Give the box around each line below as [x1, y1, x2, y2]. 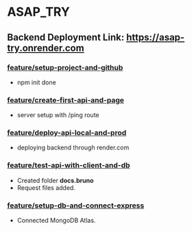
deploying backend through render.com [16, 143, 130, 151]
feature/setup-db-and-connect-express [7, 200, 145, 210]
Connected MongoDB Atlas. [16, 217, 96, 225]
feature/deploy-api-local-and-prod [7, 128, 127, 138]
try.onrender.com [7, 42, 84, 53]
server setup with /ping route [16, 111, 99, 119]
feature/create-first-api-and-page [7, 95, 125, 105]
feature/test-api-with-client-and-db [7, 160, 130, 170]
